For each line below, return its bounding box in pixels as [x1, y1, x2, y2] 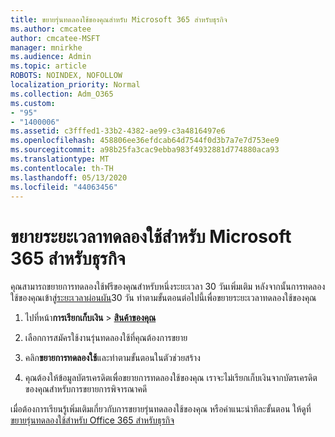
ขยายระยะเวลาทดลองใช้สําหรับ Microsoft [10, 225, 292, 248]
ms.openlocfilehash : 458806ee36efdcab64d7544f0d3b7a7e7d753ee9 [10, 136, 280, 146]
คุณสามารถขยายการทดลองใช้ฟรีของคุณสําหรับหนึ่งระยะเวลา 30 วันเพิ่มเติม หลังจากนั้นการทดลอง [10, 281, 326, 293]
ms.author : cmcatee [10, 24, 92, 34]
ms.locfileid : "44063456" [10, 182, 118, 192]
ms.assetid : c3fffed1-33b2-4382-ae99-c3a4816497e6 [10, 126, 226, 136]
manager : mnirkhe [10, 42, 83, 53]
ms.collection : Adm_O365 [10, 89, 114, 99]
